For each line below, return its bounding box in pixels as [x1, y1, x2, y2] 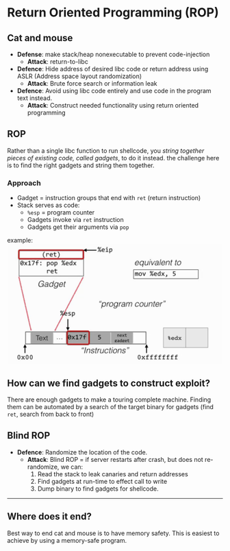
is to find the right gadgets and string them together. [7, 161, 155, 169]
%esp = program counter [27, 208, 95, 217]
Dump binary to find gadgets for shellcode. [37, 485, 159, 493]
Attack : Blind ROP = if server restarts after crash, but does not [27, 455, 203, 463]
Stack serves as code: [16, 201, 80, 210]
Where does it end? [7, 511, 92, 522]
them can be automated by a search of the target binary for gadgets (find [7, 402, 214, 411]
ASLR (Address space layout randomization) [16, 72, 142, 80]
